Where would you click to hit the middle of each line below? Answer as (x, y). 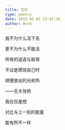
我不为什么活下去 (22, 38)
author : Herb (18, 24)
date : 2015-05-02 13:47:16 (33, 19)
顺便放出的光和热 (22, 80)
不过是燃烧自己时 (22, 70)
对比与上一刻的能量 (25, 112)
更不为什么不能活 (22, 49)
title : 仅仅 (16, 10)
